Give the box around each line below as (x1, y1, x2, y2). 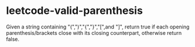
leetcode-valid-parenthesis (6, 4, 143, 17)
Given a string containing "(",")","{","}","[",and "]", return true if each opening (6, 23, 190, 30)
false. (6, 35, 19, 42)
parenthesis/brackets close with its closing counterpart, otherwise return (6, 29, 182, 36)
